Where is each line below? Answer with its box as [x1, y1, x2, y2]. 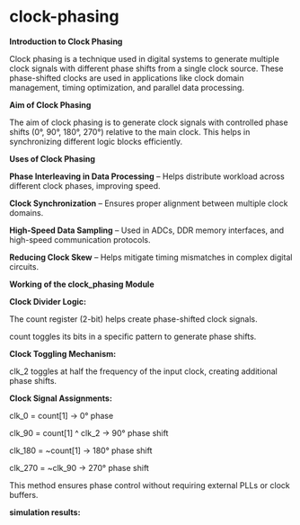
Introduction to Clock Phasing [9, 36, 123, 47]
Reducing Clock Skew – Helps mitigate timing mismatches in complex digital [9, 252, 293, 262]
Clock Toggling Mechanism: [9, 348, 117, 359]
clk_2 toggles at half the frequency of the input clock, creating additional [9, 366, 278, 377]
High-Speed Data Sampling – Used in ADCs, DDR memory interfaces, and [9, 225, 285, 236]
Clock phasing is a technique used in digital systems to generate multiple [9, 53, 280, 64]
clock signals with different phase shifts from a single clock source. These [9, 63, 284, 74]
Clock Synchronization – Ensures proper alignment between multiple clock [9, 198, 288, 209]
